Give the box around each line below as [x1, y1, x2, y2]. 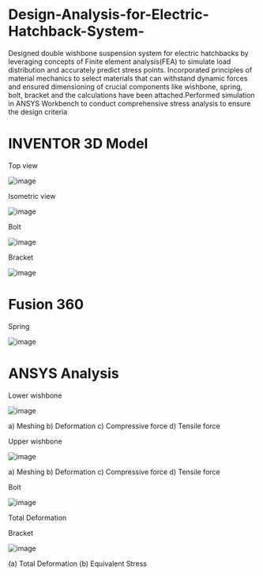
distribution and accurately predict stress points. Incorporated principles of [8, 65, 253, 74]
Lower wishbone [8, 391, 62, 400]
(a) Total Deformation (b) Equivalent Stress [8, 559, 148, 568]
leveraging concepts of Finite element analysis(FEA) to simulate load [8, 57, 231, 66]
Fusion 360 [8, 296, 85, 313]
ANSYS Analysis [8, 365, 120, 382]
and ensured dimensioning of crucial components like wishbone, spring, [8, 81, 243, 92]
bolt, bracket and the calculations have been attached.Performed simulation [8, 90, 255, 99]
